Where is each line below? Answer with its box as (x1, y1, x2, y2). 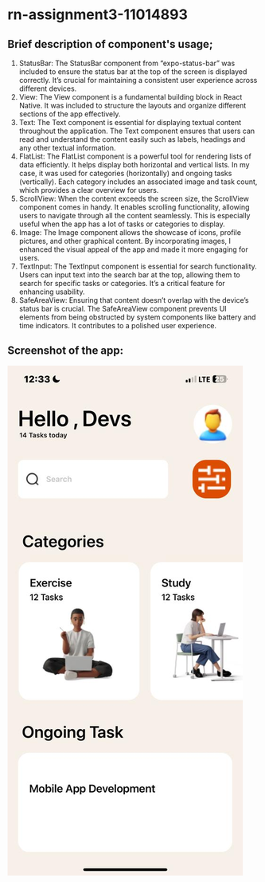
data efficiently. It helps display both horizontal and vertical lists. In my (18, 160, 250, 169)
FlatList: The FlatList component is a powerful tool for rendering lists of (18, 151, 251, 161)
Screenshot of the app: (7, 344, 124, 358)
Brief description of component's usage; (7, 37, 213, 51)
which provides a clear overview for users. (18, 186, 159, 194)
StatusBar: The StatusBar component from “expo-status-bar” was (18, 58, 236, 68)
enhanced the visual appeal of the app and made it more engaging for (18, 245, 248, 254)
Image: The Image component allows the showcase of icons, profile (18, 228, 242, 237)
